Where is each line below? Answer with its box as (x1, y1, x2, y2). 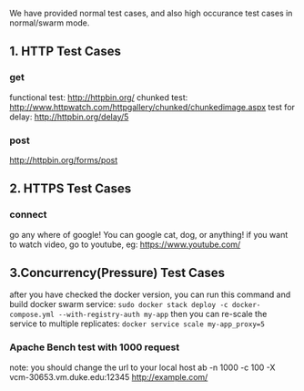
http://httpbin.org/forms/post (9, 154, 118, 165)
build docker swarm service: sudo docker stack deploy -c (9, 299, 228, 310)
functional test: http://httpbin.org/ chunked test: (9, 91, 188, 103)
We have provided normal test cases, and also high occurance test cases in (9, 8, 293, 18)
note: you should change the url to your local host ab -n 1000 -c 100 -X (9, 362, 276, 373)
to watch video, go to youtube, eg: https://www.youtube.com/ (9, 239, 241, 250)
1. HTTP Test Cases (9, 44, 121, 59)
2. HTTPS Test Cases (9, 181, 132, 197)
